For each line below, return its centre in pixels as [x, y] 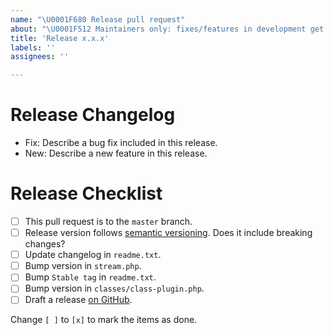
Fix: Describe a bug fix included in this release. [121, 143]
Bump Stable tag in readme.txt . [90, 277]
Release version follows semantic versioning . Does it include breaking [168, 233]
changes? [45, 244]
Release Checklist [86, 193]
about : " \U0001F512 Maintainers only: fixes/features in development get [167, 29]
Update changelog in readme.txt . [93, 255]
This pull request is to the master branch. [108, 221]
